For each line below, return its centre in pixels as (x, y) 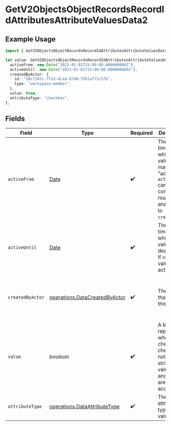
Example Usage (31, 39)
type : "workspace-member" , (43, 84)
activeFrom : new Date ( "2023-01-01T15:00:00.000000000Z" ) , (73, 65)
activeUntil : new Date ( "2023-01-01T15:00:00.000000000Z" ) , (74, 69)
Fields (15, 119)
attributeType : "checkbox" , (40, 98)
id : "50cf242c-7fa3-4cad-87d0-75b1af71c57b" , (64, 79)
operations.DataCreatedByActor (87, 297)
